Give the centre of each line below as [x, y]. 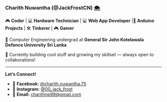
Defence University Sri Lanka [36, 45]
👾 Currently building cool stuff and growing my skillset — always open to [80, 55]
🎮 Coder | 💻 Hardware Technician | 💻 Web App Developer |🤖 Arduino [80, 21]
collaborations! [20, 60]
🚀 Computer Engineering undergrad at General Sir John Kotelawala [75, 40]
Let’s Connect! [21, 74]
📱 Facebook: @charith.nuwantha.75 [49, 84]
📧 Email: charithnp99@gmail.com [47, 95]
